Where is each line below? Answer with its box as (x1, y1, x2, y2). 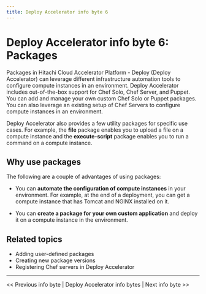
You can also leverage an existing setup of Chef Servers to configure (6, 101, 181, 108)
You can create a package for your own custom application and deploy (15, 209, 198, 217)
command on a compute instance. (6, 139, 93, 146)
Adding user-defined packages (15, 251, 94, 258)
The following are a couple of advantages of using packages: (6, 173, 161, 181)
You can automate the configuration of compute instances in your (15, 185, 186, 192)
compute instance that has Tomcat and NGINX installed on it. (15, 198, 170, 205)
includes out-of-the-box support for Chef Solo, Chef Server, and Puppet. (6, 88, 190, 96)
